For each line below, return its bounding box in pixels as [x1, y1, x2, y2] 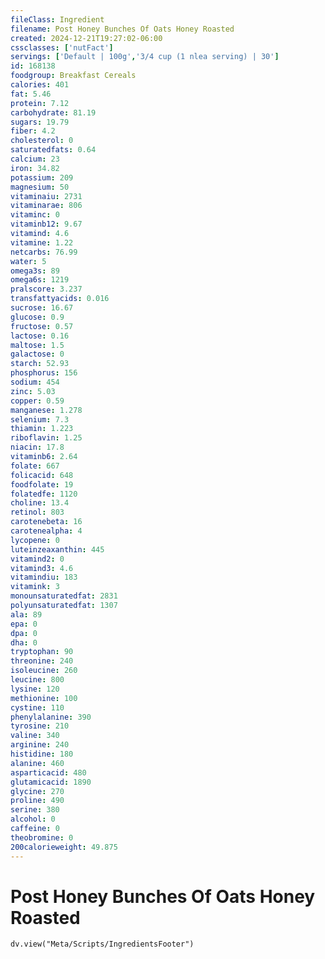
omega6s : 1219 [10, 275, 70, 285]
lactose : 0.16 [10, 331, 70, 341]
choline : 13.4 [10, 498, 70, 508]
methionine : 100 [10, 693, 78, 703]
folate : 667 [10, 461, 60, 471]
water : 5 [10, 256, 47, 266]
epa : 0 [10, 619, 38, 629]
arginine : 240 [10, 740, 70, 750]
